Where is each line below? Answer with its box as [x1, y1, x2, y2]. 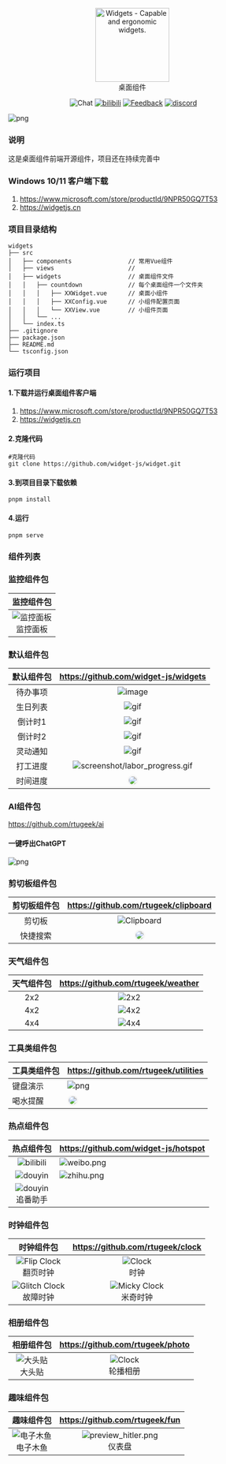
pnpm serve [8, 531, 44, 540]
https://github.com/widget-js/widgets [59, 671, 206, 682]
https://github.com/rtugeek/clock [72, 1242, 202, 1253]
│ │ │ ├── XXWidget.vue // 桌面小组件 [8, 289, 169, 297]
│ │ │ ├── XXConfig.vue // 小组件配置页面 [8, 297, 180, 305]
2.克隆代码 [8, 434, 43, 443]
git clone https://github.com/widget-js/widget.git [8, 460, 181, 469]
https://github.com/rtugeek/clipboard [67, 899, 213, 910]
